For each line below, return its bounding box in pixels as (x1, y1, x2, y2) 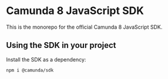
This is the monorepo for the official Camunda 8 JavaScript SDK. (6, 23, 163, 30)
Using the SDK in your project (6, 40, 116, 50)
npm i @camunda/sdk (6, 67, 54, 73)
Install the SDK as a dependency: (6, 56, 86, 63)
